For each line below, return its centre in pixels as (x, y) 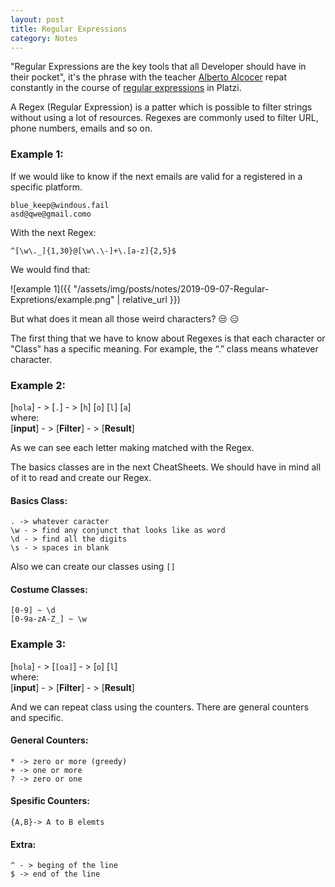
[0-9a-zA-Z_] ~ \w (48, 619)
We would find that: (50, 269)
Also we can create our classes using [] (93, 567)
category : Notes (44, 38)
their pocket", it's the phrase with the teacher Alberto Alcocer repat (149, 77)
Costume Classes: (49, 589)
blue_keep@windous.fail (60, 205)
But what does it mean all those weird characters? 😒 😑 (125, 318)
